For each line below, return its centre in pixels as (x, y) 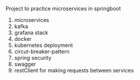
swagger (25, 64)
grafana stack (31, 33)
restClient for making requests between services (74, 70)
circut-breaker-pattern (42, 52)
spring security (33, 58)
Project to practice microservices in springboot (63, 9)
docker (23, 39)
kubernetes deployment (43, 45)
